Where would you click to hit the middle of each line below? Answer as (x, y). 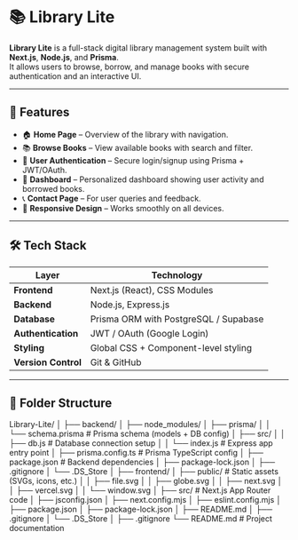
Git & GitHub (116, 362)
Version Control (48, 362)
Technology (177, 274)
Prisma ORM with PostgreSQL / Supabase (177, 319)
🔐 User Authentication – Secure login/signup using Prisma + (133, 160)
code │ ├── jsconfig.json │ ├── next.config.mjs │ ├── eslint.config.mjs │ (145, 500)
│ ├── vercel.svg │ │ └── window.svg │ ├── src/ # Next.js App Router (140, 490)
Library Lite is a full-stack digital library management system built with (138, 48)
